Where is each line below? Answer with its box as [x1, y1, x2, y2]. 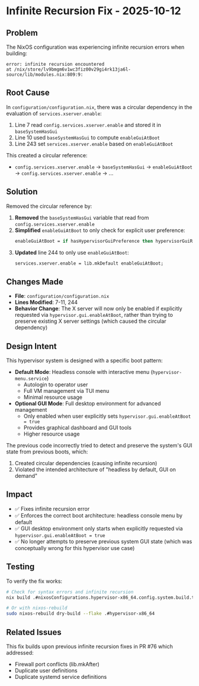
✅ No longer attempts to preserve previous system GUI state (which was [14, 538, 192, 545]
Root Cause [6, 88, 50, 98]
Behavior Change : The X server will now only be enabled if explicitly [14, 305, 182, 312]
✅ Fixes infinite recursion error [14, 505, 90, 512]
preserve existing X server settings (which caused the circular [14, 317, 167, 325]
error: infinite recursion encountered [6, 61, 105, 67]
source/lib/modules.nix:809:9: [6, 72, 84, 78]
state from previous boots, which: [6, 448, 88, 455]
